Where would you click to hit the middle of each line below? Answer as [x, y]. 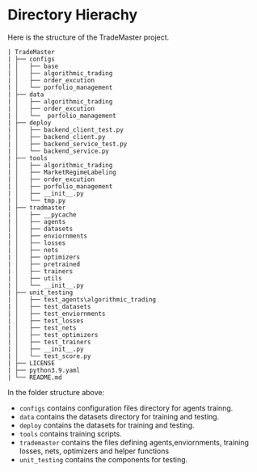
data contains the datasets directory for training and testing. [119, 416]
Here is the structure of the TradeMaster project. [88, 37]
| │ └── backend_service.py [59, 151]
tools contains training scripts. [70, 433]
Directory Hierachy [73, 15]
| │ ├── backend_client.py [57, 137]
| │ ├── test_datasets [49, 306]
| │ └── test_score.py [49, 356]
